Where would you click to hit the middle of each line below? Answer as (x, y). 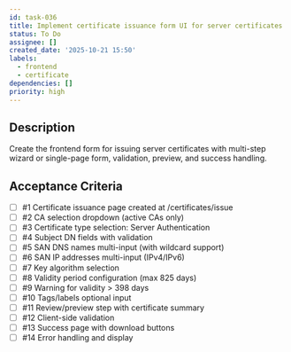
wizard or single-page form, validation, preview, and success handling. (138, 158)
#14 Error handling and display (77, 337)
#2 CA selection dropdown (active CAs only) (103, 217)
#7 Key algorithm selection (70, 268)
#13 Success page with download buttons (98, 327)
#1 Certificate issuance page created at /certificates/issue (127, 207)
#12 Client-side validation (68, 317)
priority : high (37, 91)
